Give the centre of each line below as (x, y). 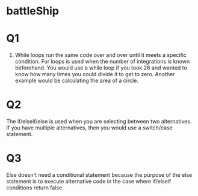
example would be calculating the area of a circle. (76, 81)
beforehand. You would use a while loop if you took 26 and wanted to (101, 68)
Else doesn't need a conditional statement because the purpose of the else (99, 175)
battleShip (32, 11)
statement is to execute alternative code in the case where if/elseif (89, 181)
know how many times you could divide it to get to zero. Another (95, 74)
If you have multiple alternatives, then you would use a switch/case (89, 128)
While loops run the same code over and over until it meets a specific (101, 55)
